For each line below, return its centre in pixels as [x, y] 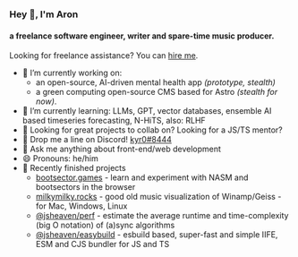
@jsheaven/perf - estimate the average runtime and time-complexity [162, 216]
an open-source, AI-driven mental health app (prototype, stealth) [155, 82]
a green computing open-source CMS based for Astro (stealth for [157, 92]
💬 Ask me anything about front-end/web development [122, 149]
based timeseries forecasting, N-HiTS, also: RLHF [114, 121]
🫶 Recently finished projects [74, 168]
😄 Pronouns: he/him [60, 158]
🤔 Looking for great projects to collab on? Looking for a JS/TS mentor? [153, 130]
